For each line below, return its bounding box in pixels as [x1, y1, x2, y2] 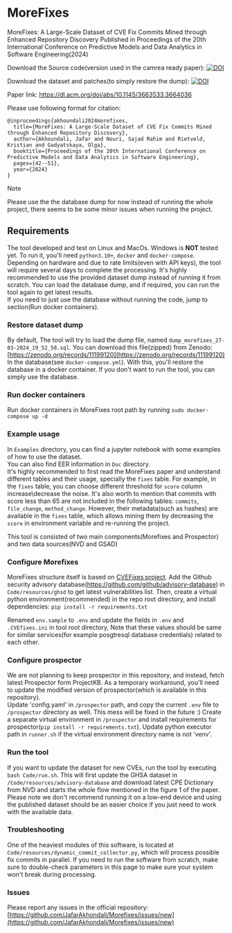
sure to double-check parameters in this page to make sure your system [7, 863, 213, 871]
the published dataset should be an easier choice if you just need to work [7, 800, 217, 809]
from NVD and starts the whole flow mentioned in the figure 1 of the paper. [7, 785, 220, 793]
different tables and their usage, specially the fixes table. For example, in [7, 474, 217, 483]
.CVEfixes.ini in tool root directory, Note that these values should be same [7, 623, 222, 631]
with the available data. [7, 807, 73, 816]
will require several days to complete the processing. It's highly [7, 265, 188, 274]
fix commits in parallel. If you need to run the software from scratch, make [7, 855, 218, 864]
